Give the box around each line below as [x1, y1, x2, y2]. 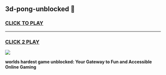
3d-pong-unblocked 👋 [5, 5, 75, 13]
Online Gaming [5, 64, 37, 70]
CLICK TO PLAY [5, 20, 43, 27]
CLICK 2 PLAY [5, 38, 40, 45]
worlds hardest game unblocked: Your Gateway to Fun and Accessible [5, 59, 152, 65]
